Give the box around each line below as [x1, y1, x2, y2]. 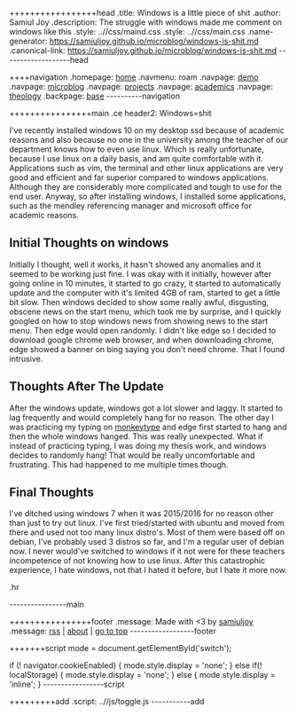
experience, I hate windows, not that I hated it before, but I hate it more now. [9, 565, 288, 576]
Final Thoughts [9, 485, 95, 500]
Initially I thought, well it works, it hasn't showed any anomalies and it [9, 259, 262, 270]
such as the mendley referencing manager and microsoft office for [9, 200, 253, 211]
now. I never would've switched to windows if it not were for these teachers [9, 546, 285, 557]
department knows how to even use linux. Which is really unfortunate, [9, 144, 264, 154]
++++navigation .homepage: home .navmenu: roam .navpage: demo [9, 72, 259, 82]
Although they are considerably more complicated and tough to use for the [9, 182, 282, 192]
